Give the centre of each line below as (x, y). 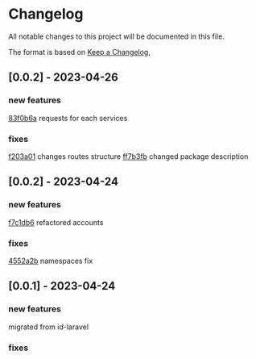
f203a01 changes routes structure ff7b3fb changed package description (128, 156)
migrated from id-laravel (49, 327)
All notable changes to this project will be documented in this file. (117, 36)
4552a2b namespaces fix (51, 261)
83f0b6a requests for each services (68, 118)
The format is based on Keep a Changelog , (79, 52)
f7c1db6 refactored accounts (56, 222)
